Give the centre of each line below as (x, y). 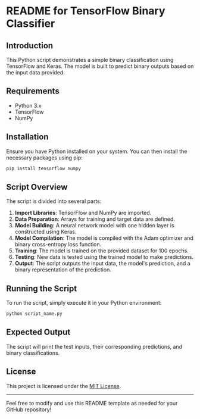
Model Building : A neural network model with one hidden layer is (94, 226)
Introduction (30, 46)
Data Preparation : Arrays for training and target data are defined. (95, 219)
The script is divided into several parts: (54, 201)
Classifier (31, 24)
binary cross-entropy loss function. (58, 245)
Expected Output (38, 332)
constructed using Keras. (46, 232)
